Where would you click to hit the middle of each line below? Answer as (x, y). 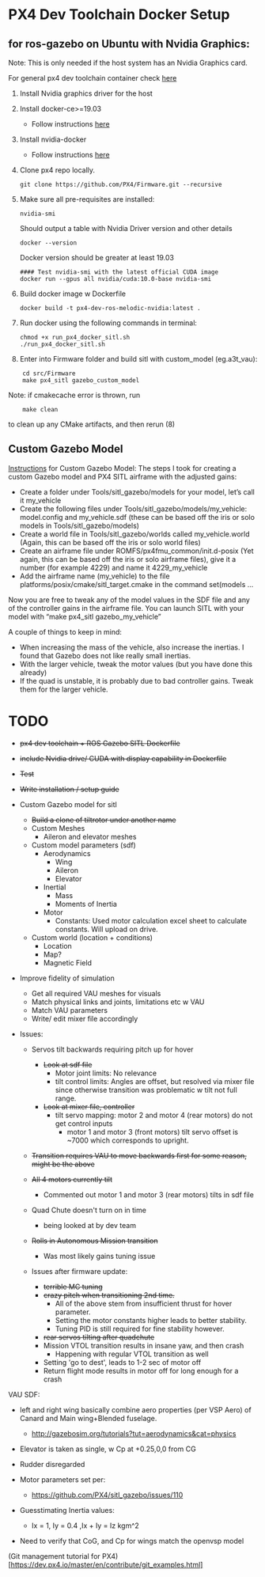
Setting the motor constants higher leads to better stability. (151, 1320)
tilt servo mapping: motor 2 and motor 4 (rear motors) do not (154, 1115)
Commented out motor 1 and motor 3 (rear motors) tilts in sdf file (149, 1194)
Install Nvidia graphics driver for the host (86, 93)
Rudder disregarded (52, 1464)
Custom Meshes (58, 828)
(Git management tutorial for (54, 1556)
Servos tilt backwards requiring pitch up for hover (112, 1049)
